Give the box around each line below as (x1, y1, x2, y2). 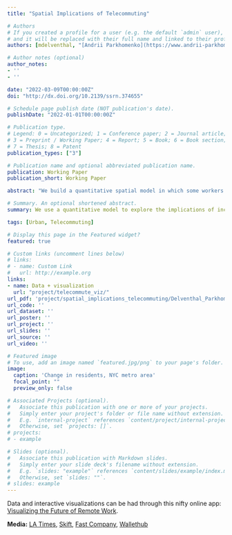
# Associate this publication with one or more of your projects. (7, 404, 209, 411)
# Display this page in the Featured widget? (7, 231, 140, 238)
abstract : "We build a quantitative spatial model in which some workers (7, 187, 224, 194)
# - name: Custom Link (7, 263, 72, 270)
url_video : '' (7, 340, 48, 347)
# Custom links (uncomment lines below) (7, 250, 126, 257)
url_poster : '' (7, 315, 51, 321)
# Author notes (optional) (7, 55, 85, 62)
